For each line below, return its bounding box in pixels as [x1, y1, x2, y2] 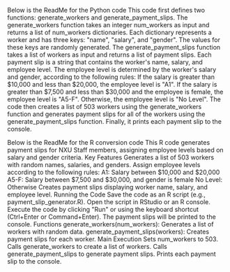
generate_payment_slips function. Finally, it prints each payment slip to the [7, 117, 222, 125]
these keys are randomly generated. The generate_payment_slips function [7, 43, 221, 51]
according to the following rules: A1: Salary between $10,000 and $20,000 [7, 168, 220, 176]
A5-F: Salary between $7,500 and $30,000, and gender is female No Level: [7, 176, 223, 184]
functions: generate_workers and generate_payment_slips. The [7, 13, 188, 22]
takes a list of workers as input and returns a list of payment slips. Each [7, 50, 212, 59]
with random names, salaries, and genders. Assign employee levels [7, 161, 201, 169]
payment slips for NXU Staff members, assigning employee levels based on [7, 146, 224, 154]
